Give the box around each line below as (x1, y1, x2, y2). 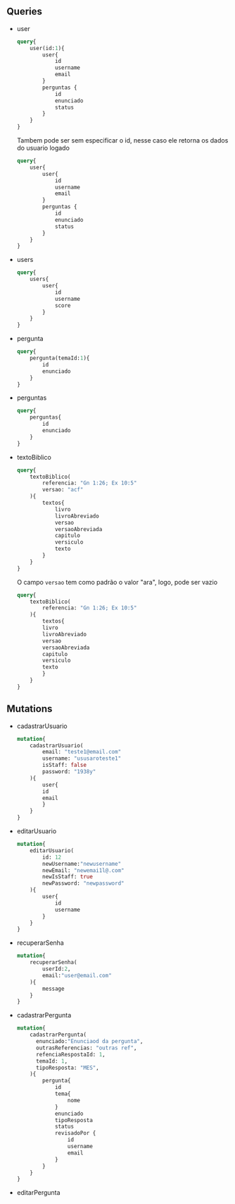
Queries (6, 6, 43, 18)
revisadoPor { (54, 1130, 96, 1137)
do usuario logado (16, 144, 70, 153)
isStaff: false (42, 762, 87, 769)
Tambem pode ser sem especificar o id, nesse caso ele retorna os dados (16, 136, 229, 145)
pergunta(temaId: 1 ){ (30, 354, 90, 362)
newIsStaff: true (42, 874, 93, 881)
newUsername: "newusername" (42, 860, 122, 867)
